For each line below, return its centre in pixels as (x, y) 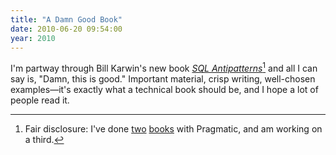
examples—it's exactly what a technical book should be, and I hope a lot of (164, 90)
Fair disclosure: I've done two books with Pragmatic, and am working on (173, 129)
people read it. (40, 100)
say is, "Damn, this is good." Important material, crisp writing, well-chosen (163, 79)
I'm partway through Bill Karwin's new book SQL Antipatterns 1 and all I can (164, 68)
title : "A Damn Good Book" (66, 19)
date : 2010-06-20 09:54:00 (66, 29)
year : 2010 (33, 38)
